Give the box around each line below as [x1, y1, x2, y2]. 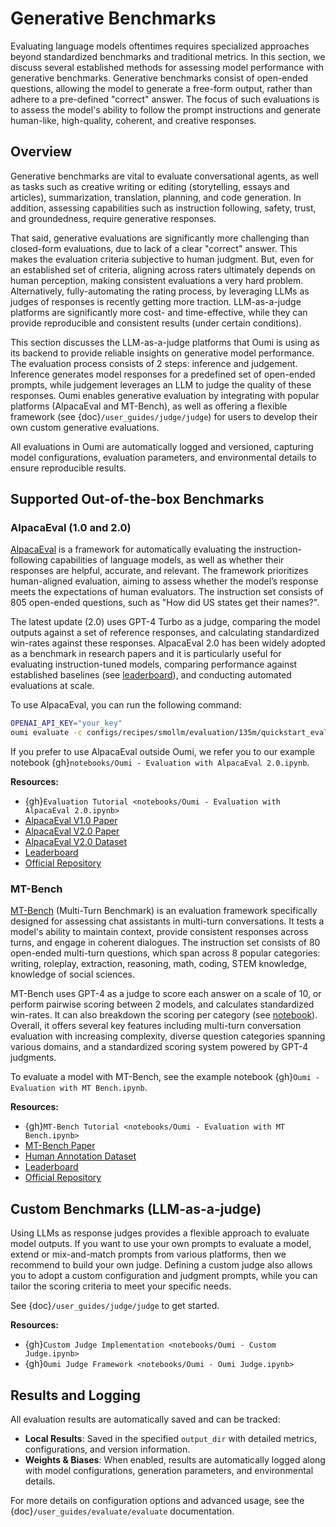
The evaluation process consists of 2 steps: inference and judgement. [10, 357, 298, 369]
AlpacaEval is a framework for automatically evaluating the [10, 543, 252, 556]
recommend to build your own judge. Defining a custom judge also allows [10, 1259, 313, 1271]
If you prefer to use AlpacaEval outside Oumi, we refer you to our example [10, 746, 315, 758]
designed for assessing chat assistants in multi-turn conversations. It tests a [10, 915, 325, 927]
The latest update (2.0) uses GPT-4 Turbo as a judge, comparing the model [10, 616, 321, 628]
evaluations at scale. [10, 680, 95, 692]
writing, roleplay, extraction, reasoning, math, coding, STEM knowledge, [10, 958, 307, 970]
